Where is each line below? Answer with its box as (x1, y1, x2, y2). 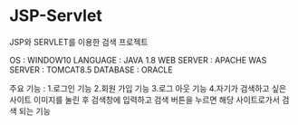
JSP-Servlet (9, 5, 102, 26)
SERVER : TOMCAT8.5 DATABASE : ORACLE (9, 64, 174, 75)
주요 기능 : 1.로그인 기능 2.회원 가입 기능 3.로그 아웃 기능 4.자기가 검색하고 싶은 (9, 82, 287, 93)
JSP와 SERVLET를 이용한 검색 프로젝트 (9, 36, 149, 47)
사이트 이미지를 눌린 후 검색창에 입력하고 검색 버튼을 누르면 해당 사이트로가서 (9, 94, 281, 105)
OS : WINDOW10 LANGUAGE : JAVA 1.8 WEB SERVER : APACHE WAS (9, 54, 267, 65)
